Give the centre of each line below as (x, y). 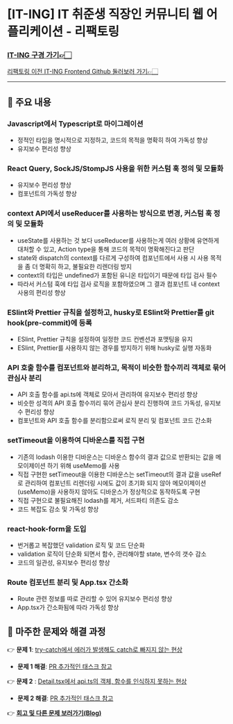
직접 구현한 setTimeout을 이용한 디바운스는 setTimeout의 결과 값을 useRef (119, 474)
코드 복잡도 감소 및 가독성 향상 (58, 509)
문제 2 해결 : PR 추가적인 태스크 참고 (65, 698)
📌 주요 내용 (29, 102)
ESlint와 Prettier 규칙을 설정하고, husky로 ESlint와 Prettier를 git (111, 312)
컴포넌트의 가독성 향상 (47, 194)
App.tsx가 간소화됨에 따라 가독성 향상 (68, 608)
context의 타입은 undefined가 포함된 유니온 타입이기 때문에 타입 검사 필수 (117, 275)
